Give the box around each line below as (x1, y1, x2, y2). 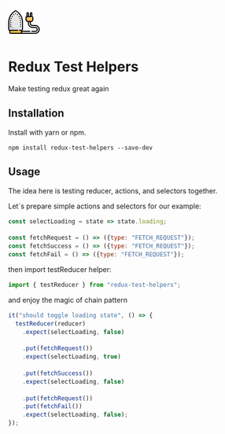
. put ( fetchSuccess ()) (22, 369, 93, 377)
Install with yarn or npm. (8, 127, 87, 137)
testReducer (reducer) (15, 319, 87, 328)
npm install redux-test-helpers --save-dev (8, 144, 153, 152)
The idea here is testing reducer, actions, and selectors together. (8, 186, 218, 195)
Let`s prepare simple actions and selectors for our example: (8, 201, 202, 211)
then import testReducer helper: (8, 264, 112, 274)
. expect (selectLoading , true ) (22, 353, 122, 361)
